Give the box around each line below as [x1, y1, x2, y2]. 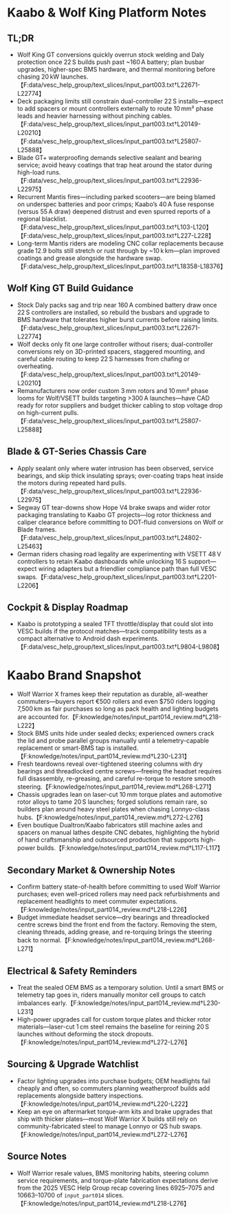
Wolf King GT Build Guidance [7, 283, 134, 294]
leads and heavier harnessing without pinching [16, 112, 150, 120]
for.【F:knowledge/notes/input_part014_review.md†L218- [59, 713, 222, 721]
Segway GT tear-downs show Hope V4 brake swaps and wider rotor [16, 503, 211, 512]
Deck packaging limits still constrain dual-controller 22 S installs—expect [16, 97, 223, 105]
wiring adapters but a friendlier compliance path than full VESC [38, 564, 217, 573]
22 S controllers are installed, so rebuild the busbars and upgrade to [16, 308, 210, 316]
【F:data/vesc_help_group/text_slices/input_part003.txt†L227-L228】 [16, 232, 215, 239]
